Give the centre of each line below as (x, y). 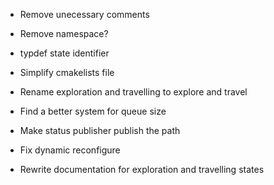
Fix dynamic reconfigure (70, 150)
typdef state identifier (64, 53)
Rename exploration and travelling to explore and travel (133, 92)
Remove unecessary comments (84, 14)
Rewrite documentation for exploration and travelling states (142, 169)
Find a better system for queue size (93, 111)
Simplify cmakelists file (67, 72)
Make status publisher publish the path (100, 130)
